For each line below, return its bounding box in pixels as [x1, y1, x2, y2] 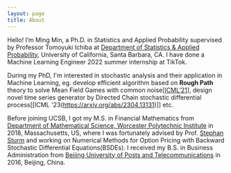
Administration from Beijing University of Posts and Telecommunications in [7, 150, 221, 159]
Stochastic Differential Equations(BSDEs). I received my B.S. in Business [7, 143, 214, 152]
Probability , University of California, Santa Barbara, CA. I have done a [7, 50, 205, 59]
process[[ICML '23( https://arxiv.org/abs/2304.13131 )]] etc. [7, 100, 173, 109]
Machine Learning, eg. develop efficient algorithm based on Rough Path [7, 78, 214, 86]
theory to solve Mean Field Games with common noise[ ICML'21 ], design [7, 86, 213, 94]
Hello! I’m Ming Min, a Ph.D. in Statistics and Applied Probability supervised [7, 35, 222, 44]
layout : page [7, 10, 45, 17]
